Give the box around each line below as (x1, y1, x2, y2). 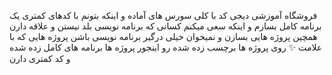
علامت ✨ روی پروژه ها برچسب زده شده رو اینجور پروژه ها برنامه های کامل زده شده (9, 41, 323, 53)
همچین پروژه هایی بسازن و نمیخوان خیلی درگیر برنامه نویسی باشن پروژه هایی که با (9, 31, 318, 42)
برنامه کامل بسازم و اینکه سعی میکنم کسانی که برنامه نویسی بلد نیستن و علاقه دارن (9, 20, 322, 32)
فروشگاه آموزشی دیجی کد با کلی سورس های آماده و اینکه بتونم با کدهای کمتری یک (9, 10, 318, 21)
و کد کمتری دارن (9, 53, 71, 64)
